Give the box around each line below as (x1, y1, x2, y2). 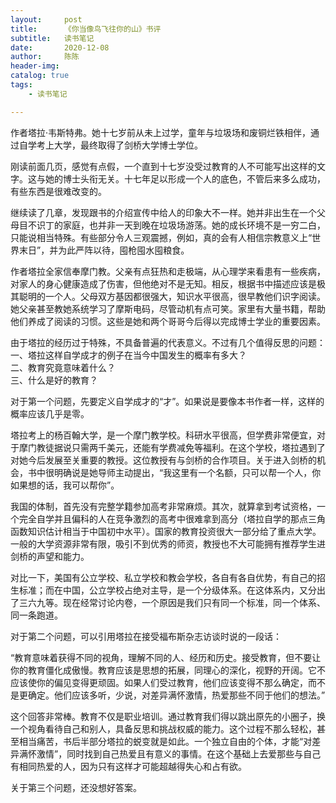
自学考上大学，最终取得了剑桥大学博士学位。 (18, 139, 203, 151)
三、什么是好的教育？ (10, 374, 98, 386)
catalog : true (10, 71, 70, 81)
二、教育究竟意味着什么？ (10, 361, 116, 373)
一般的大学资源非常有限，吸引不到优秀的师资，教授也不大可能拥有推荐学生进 (10, 537, 326, 550)
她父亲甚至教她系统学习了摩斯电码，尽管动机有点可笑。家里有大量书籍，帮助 (10, 302, 326, 315)
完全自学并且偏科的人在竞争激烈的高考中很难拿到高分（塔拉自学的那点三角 (18, 512, 326, 525)
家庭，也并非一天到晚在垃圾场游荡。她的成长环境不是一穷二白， (62, 219, 326, 231)
